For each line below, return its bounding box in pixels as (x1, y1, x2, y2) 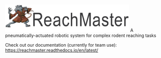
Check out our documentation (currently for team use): (5, 42, 117, 48)
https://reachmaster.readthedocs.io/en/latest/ (5, 47, 99, 53)
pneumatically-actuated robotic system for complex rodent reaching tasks (5, 32, 157, 38)
